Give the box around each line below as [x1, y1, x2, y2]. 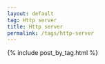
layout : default [7, 10, 54, 17]
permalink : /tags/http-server [7, 29, 95, 37]
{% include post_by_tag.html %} [7, 49, 99, 57]
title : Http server [7, 23, 64, 30]
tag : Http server [7, 17, 57, 24]
